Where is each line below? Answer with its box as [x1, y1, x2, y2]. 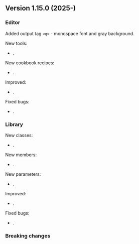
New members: [5, 152, 37, 158]
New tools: [5, 40, 28, 46]
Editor [5, 19, 21, 26]
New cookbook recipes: [5, 60, 55, 66]
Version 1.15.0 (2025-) [5, 4, 76, 13]
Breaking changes [5, 232, 51, 239]
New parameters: [5, 171, 41, 177]
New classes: [5, 132, 33, 138]
